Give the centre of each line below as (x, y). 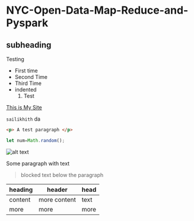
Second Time (31, 77)
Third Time (28, 83)
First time (26, 71)
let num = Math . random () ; (36, 140)
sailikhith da (23, 119)
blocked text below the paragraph (62, 175)
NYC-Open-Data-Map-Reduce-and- (97, 10)
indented (26, 89)
